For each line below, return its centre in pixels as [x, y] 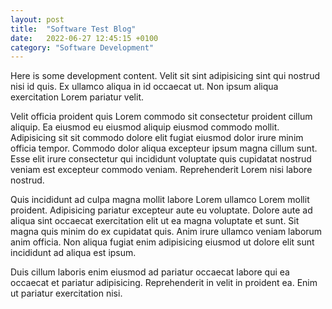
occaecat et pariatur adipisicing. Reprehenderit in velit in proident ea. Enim [164, 283]
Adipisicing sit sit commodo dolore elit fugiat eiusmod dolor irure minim [157, 138]
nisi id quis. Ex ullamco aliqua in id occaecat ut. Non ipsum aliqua [144, 87]
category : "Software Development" [82, 47]
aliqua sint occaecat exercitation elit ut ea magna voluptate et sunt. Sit [155, 221]
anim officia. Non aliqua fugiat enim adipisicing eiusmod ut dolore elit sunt [162, 242]
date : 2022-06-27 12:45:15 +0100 [84, 38]
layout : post [37, 19]
